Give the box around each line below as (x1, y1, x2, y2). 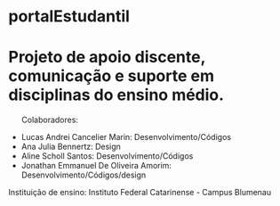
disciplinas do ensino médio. (8, 85, 224, 105)
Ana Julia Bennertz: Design (20, 141, 122, 152)
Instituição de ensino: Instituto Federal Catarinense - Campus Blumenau (8, 187, 272, 198)
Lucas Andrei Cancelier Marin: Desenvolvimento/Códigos (20, 132, 232, 143)
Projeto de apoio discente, (8, 47, 206, 68)
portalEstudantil (8, 6, 131, 27)
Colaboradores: (20, 114, 79, 126)
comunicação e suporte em (8, 66, 215, 87)
